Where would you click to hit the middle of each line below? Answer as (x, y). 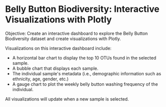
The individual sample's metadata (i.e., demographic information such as (87, 73)
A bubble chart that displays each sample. (55, 68)
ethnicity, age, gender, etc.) (40, 79)
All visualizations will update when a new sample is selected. (67, 99)
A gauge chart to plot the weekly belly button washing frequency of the (85, 84)
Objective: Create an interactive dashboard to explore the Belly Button (77, 33)
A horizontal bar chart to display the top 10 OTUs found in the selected (84, 57)
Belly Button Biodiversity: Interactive (82, 9)
